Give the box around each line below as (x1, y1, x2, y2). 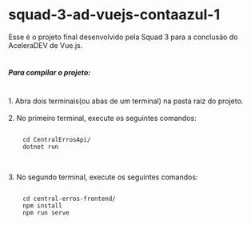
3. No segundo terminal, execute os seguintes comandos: (8, 172, 198, 182)
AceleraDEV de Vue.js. (8, 40, 83, 50)
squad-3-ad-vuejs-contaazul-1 (8, 6, 221, 24)
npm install (22, 202, 62, 210)
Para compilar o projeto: (8, 67, 91, 77)
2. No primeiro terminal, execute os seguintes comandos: (8, 113, 197, 123)
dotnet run (22, 143, 59, 151)
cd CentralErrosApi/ (22, 135, 91, 143)
